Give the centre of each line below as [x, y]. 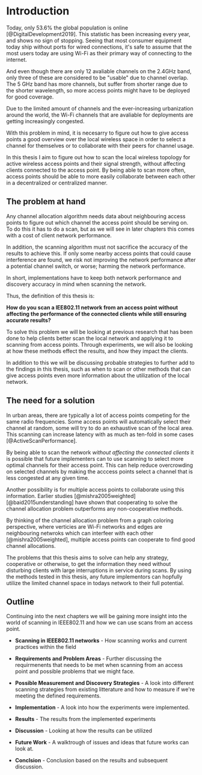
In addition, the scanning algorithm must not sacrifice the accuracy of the [97, 247]
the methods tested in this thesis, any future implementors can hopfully [94, 576]
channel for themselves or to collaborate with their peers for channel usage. [100, 145]
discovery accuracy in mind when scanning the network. [76, 284]
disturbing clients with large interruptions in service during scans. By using [99, 570]
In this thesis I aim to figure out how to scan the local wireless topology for [98, 157]
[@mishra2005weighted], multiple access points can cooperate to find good [101, 539]
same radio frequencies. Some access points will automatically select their [99, 421]
